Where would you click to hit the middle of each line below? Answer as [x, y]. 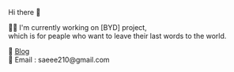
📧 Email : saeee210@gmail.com [59, 60]
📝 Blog [19, 51]
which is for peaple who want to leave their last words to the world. [117, 36]
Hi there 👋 [25, 12]
